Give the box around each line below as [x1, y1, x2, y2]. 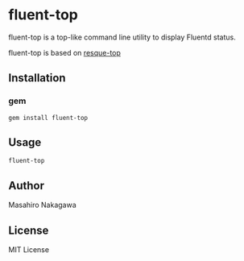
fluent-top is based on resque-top [8, 48, 121, 57]
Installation [8, 71, 66, 85]
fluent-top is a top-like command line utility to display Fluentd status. [8, 32, 236, 42]
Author [8, 179, 44, 193]
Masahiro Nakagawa [8, 200, 77, 210]
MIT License [8, 245, 50, 255]
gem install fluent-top [8, 114, 89, 122]
